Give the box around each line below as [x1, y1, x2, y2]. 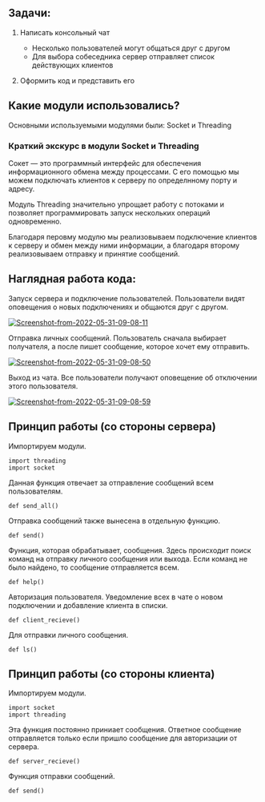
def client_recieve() [8, 616, 81, 624]
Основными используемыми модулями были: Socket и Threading [8, 120, 232, 130]
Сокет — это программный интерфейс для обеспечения [8, 158, 202, 167]
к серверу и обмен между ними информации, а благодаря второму [8, 240, 240, 250]
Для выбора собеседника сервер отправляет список [31, 51, 215, 61]
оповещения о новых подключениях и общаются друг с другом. [8, 302, 229, 312]
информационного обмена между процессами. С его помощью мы [8, 167, 239, 176]
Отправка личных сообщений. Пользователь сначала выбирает [8, 332, 227, 343]
